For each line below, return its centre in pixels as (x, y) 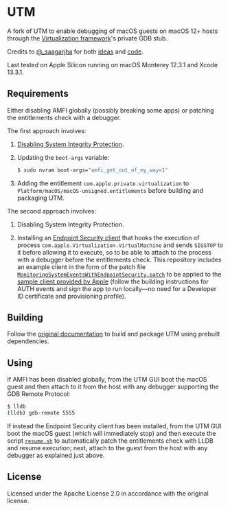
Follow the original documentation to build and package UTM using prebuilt (114, 334)
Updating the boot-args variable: (63, 157)
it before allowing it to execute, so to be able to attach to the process (114, 252)
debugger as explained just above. (56, 455)
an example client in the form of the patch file (81, 267)
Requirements (38, 94)
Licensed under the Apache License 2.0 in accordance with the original (108, 493)
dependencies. (28, 341)
